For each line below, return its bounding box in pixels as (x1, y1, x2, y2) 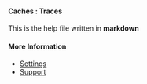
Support (19, 68, 46, 77)
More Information (8, 42, 67, 51)
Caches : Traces (8, 6, 63, 16)
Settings (19, 59, 47, 68)
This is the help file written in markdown (8, 24, 139, 33)
